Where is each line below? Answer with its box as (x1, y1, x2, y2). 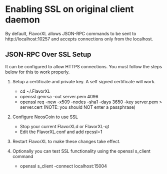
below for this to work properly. (5, 69, 70, 75)
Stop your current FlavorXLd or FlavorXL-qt (19, 123, 109, 129)
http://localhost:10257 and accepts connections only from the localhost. (5, 36, 153, 42)
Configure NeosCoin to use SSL (12, 114, 78, 120)
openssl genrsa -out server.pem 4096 (19, 93, 98, 99)
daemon (5, 14, 40, 25)
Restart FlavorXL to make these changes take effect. (12, 138, 121, 144)
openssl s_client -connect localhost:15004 (19, 163, 107, 169)
